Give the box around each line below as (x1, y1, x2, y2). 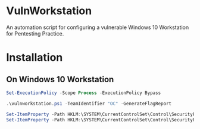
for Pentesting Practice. (6, 30, 64, 37)
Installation (6, 51, 63, 64)
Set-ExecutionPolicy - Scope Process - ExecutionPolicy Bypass (6, 90, 161, 96)
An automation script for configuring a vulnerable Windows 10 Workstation (6, 24, 189, 31)
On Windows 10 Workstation (6, 74, 114, 84)
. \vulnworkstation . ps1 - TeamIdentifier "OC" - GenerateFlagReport (6, 101, 171, 107)
